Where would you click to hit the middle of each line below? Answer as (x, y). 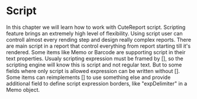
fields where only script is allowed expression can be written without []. (93, 71)
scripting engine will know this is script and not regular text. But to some (94, 65)
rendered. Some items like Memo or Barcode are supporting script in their (96, 52)
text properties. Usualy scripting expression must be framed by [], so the (95, 58)
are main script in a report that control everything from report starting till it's (98, 46)
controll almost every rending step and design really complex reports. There (98, 39)
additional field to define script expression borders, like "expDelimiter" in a (97, 83)
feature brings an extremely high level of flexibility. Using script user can (94, 33)
